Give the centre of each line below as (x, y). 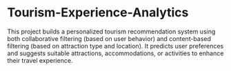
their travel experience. (40, 60)
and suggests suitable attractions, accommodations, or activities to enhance (115, 53)
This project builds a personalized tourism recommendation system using (111, 31)
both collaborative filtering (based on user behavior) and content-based (109, 38)
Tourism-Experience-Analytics (98, 13)
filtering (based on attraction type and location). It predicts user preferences (115, 46)
